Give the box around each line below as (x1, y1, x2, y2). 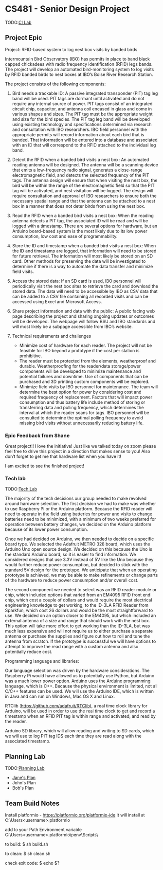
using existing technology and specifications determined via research (12, 121, 152, 127)
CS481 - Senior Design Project (5, 3, 130, 15)
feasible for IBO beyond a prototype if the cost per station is (19, 347, 140, 353)
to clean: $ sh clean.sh (5, 851, 51, 856)
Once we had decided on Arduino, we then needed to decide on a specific (5, 536, 154, 542)
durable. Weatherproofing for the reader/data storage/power (19, 363, 141, 369)
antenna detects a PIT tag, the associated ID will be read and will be (12, 217, 148, 223)
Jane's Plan (12, 775, 36, 780)
